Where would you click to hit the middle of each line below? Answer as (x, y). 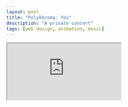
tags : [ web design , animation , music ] (55, 29)
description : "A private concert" (50, 23)
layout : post (23, 12)
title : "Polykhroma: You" (39, 18)
